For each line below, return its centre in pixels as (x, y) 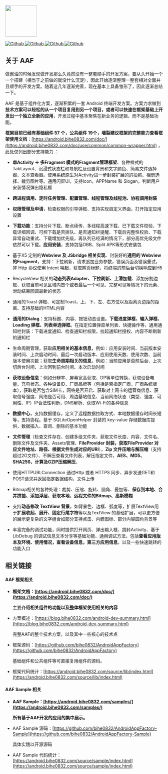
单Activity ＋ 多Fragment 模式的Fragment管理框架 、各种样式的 (78, 162)
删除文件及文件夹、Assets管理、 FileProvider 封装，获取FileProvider (83, 443)
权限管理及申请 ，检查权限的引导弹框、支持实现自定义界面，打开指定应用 (87, 208)
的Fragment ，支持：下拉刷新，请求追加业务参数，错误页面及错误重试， (86, 261)
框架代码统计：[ (28, 672)
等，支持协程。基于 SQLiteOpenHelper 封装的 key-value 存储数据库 (81, 419)
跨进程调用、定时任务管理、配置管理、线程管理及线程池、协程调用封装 (85, 198)
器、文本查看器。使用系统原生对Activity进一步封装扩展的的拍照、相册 (84, 175)
